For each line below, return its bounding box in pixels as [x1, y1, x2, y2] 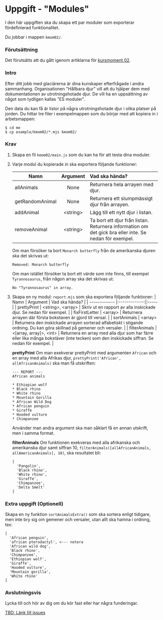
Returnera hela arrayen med [89, 181, 154, 188]
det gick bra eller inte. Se [89, 229, 147, 236]
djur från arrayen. [89, 201, 130, 208]
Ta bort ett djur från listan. [89, 217, 149, 223]
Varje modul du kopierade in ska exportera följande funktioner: [12, 161, 137, 167]
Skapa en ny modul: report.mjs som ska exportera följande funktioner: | [12, 293, 156, 300]
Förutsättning [5, 46, 38, 53]
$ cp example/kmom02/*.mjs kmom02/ [5, 129, 77, 134]
